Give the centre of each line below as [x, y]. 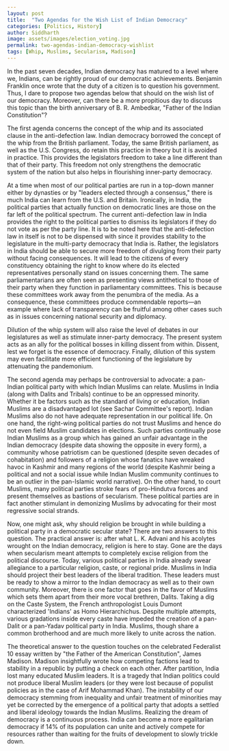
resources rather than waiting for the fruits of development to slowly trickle [113, 734]
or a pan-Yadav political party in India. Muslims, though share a [110, 625]
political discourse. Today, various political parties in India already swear [109, 560]
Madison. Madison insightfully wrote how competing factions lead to [103, 661]
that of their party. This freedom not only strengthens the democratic [104, 165]
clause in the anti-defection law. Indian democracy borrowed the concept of [114, 135]
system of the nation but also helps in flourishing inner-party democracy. [110, 171]
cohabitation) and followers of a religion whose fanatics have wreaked [106, 460]
